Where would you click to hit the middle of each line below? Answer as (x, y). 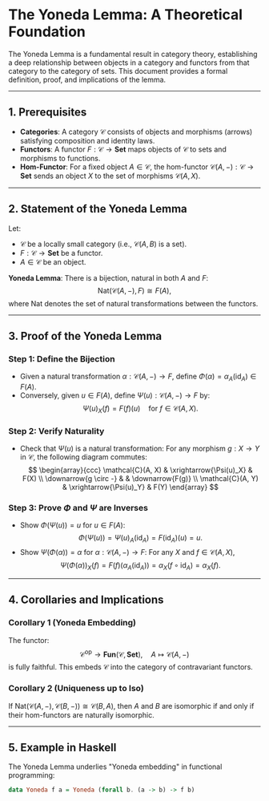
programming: (32, 775)
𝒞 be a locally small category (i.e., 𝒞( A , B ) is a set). (103, 244)
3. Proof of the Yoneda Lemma (85, 336)
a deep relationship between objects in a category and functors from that (129, 63)
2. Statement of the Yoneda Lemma (98, 209)
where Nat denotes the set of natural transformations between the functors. (133, 303)
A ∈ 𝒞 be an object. (53, 261)
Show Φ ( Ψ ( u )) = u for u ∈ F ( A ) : (72, 525)
